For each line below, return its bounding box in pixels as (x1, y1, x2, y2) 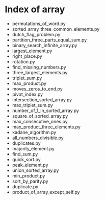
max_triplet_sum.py (12, 102, 53, 108)
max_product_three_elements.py (12, 124, 81, 130)
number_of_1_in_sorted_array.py (12, 107, 80, 114)
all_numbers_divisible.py (12, 135, 64, 141)
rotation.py (12, 58, 35, 64)
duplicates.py (12, 140, 41, 146)
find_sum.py (12, 151, 38, 157)
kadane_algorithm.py (12, 129, 57, 135)
